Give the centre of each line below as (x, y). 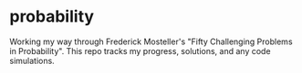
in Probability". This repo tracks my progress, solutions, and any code (140, 50)
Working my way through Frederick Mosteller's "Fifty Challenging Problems (151, 41)
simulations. (32, 60)
